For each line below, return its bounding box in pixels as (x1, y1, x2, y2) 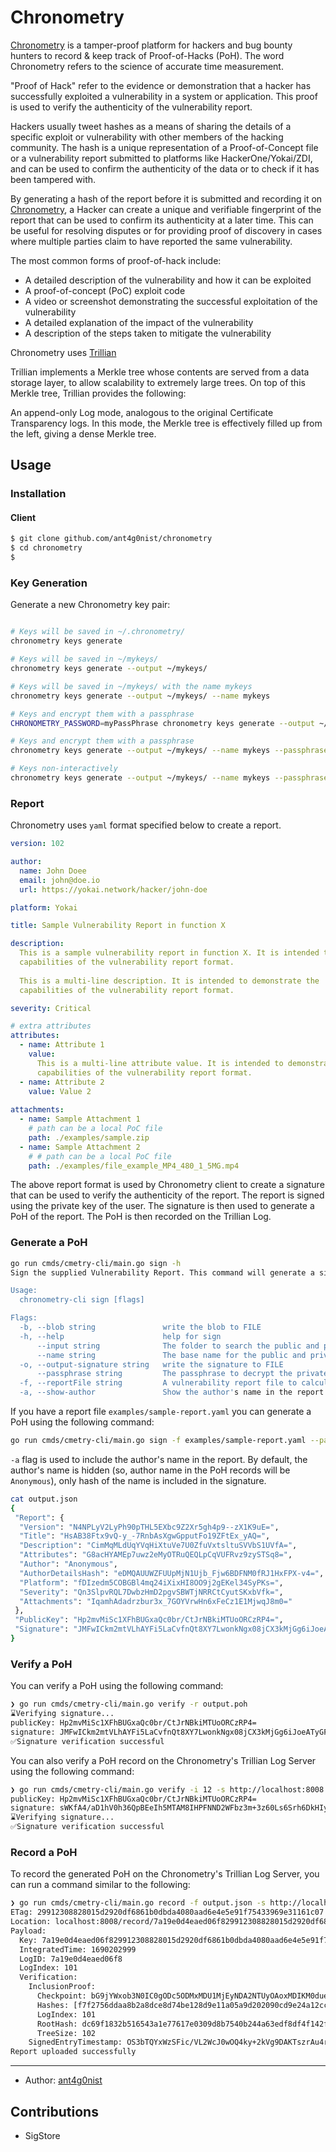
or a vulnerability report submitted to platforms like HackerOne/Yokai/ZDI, (10, 152, 313, 164)
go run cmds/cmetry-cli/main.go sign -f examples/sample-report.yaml (10, 1436, 307, 1446)
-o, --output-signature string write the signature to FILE (19, 1359, 284, 1370)
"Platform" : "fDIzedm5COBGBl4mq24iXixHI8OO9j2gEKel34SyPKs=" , (19, 1577, 284, 1588)
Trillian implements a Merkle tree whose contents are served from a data (10, 366, 310, 378)
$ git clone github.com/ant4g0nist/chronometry (10, 534, 213, 544)
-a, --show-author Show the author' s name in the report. (19, 1387, 329, 1398)
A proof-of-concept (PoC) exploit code (24, 284, 186, 296)
